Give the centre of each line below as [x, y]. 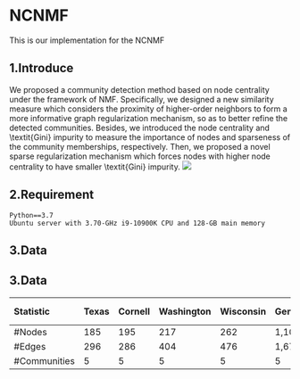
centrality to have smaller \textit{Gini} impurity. [95, 167]
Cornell [134, 311]
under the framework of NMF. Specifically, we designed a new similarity [142, 99]
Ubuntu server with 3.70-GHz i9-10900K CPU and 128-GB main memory [137, 223]
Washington [185, 311]
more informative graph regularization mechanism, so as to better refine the [149, 118]
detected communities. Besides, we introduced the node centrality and [140, 128]
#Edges [30, 346]
